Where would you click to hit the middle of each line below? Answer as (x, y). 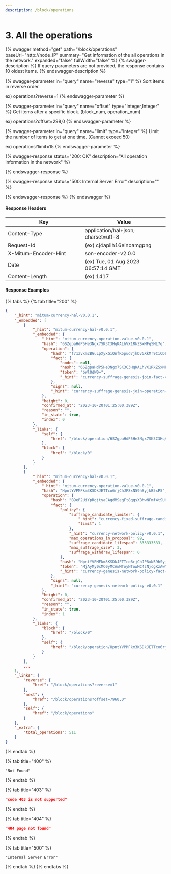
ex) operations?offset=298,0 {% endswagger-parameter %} (68, 121)
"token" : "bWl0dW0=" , (83, 373)
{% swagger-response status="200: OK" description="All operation (76, 156)
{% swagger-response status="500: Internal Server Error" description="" (82, 181)
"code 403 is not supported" (36, 800)
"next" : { (34, 694)
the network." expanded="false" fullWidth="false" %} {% (65, 60)
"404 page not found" (28, 829)
